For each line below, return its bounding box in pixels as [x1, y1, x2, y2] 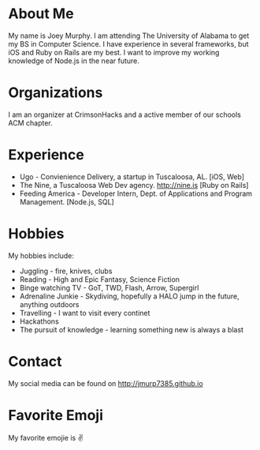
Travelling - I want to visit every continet [19, 308, 150, 317]
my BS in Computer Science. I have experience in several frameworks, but [8, 39, 250, 48]
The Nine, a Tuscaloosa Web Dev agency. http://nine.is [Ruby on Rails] [19, 180, 249, 189]
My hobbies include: [8, 250, 75, 261]
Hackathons [19, 317, 59, 326]
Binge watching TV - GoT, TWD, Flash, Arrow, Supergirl [19, 283, 199, 292]
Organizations [8, 84, 103, 102]
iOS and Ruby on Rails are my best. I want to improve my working [8, 47, 220, 57]
